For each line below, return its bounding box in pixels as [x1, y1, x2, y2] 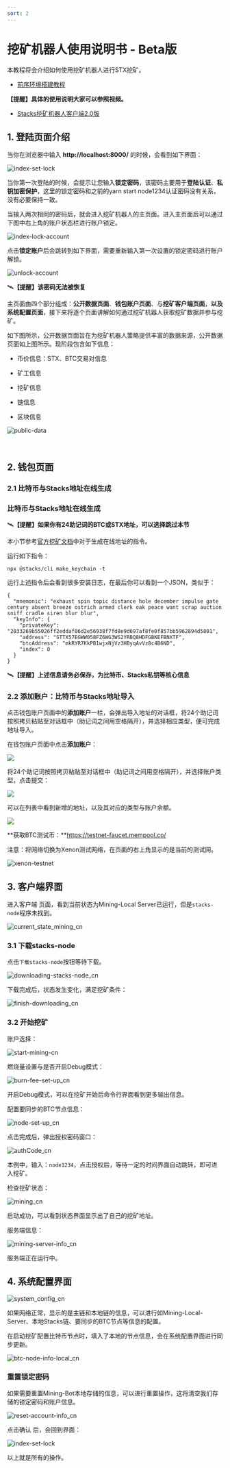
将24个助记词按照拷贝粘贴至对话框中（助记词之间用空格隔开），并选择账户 [7, 768, 216, 776]
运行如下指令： [7, 551, 49, 560]
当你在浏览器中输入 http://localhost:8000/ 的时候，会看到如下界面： [7, 151, 203, 159]
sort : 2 [7, 10, 29, 17]
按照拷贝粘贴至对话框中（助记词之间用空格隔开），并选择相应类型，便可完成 [7, 717, 220, 725]
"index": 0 [19, 645, 51, 653]
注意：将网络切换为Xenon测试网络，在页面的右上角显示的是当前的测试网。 [7, 845, 218, 854]
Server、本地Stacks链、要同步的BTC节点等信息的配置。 [7, 1317, 165, 1326]
